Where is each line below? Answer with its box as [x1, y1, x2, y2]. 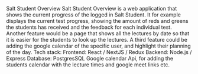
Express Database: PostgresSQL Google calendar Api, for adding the [6, 55, 173, 62]
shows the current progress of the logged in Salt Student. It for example [6, 11, 181, 18]
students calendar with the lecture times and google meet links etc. [6, 61, 170, 68]
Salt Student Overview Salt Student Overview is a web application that [6, 5, 177, 12]
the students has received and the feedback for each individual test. [6, 23, 173, 31]
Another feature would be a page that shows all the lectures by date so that [6, 30, 190, 37]
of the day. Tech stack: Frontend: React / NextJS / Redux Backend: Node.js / [6, 49, 192, 55]
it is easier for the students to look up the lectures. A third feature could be [6, 36, 188, 43]
